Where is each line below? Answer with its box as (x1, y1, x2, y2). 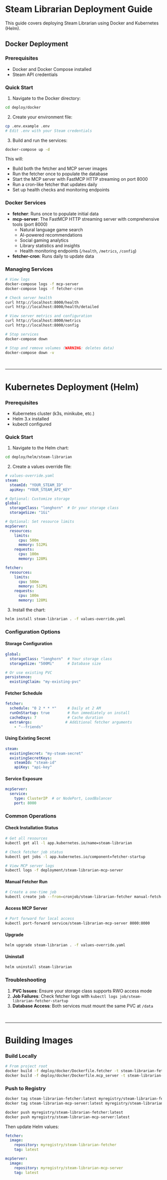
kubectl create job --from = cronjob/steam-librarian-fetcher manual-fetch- (5, 894, 164, 899)
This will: (5, 156, 23, 162)
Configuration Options (5, 628, 61, 635)
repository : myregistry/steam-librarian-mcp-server (14, 1165, 123, 1171)
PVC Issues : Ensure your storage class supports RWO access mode (12, 988, 152, 994)
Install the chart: (12, 607, 46, 613)
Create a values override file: (12, 463, 72, 470)
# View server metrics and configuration (5, 314, 92, 319)
